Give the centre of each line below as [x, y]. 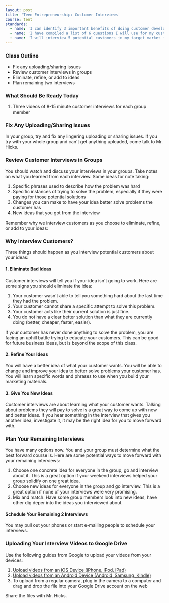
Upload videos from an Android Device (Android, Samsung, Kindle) [82, 575]
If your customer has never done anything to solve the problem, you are [79, 332]
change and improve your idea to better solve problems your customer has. [83, 371]
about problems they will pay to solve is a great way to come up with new [81, 410]
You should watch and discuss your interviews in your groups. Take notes [81, 171]
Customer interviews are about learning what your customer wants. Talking [83, 404]
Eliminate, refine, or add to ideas [46, 77]
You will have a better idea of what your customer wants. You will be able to [83, 365]
